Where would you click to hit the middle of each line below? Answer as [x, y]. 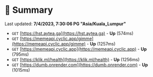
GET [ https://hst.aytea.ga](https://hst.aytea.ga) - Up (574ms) [73, 33]
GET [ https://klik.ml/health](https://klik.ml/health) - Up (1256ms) [76, 59]
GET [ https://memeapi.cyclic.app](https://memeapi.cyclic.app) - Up [79, 49]
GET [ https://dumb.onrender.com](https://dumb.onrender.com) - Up [80, 65]
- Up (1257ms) [101, 43]
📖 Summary [29, 10]
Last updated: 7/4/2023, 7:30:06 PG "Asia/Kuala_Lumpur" [65, 24]
